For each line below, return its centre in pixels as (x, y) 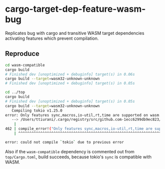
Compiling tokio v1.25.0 (37, 111)
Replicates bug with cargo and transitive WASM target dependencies (75, 33)
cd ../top (15, 92)
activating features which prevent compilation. (52, 38)
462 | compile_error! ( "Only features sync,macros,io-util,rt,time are (79, 129)
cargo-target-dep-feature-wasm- (75, 9)
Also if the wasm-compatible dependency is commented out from (70, 151)
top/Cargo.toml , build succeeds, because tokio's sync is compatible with (78, 157)
